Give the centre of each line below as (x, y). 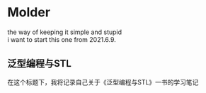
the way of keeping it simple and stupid (65, 32)
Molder (29, 12)
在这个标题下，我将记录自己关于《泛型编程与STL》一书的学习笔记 (103, 82)
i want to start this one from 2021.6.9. (62, 39)
